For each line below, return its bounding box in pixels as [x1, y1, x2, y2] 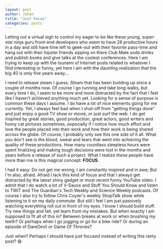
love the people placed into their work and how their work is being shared [5, 126, 153, 132]
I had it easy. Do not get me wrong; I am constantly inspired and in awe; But [5, 167, 157, 173]
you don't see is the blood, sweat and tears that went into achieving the [5, 137, 149, 143]
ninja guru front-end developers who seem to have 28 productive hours [14, 39, 158, 45]
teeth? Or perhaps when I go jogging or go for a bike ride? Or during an [5, 219, 148, 225]
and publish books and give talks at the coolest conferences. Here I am [5, 55, 148, 61]
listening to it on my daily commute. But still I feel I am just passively [5, 198, 142, 204]
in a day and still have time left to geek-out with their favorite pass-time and [5, 44, 157, 50]
